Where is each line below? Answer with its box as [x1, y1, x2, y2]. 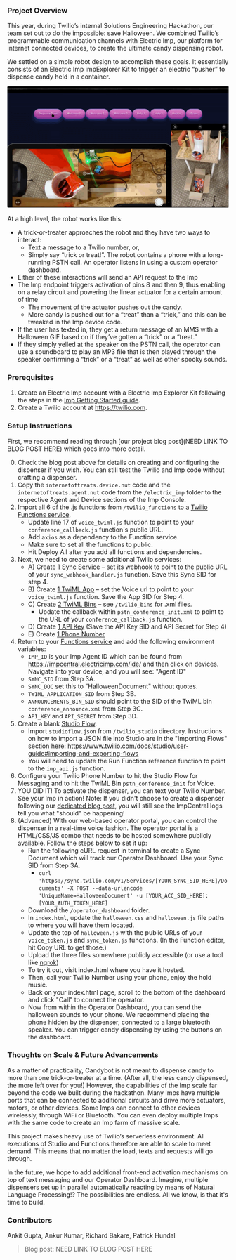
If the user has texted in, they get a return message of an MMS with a [17, 325, 218, 334]
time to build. [7, 1197, 46, 1206]
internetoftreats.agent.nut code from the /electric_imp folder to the [17, 487, 223, 497]
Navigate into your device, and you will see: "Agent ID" [27, 667, 186, 676]
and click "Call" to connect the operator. [27, 995, 145, 1004]
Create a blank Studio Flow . [17, 719, 97, 728]
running [27, 258, 51, 266]
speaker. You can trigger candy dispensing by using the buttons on [27, 1025, 223, 1034]
